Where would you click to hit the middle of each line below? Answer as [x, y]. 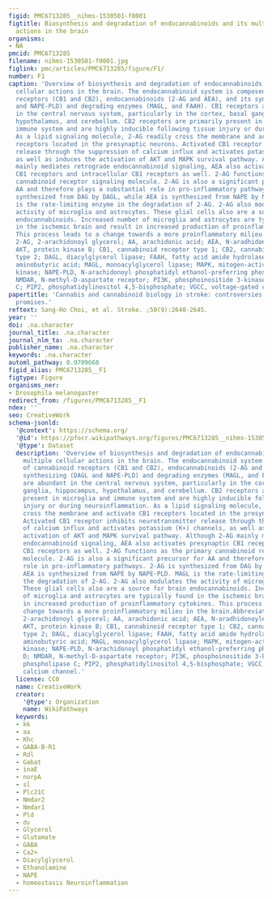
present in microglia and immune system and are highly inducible [137, 498]
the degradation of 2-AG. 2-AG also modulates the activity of [132, 581]
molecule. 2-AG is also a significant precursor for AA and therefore [144, 559]
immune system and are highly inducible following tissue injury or [134, 129]
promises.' [34, 302]
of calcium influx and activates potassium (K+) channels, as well [139, 529]
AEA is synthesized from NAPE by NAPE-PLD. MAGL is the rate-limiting [144, 574]
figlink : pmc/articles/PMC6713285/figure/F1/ [86, 69]
